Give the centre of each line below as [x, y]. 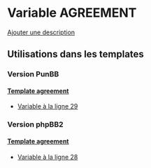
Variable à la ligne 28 [48, 157]
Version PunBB [33, 74]
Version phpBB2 [36, 125]
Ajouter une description [41, 32]
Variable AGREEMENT [72, 13]
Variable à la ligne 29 [48, 106]
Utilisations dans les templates [76, 54]
